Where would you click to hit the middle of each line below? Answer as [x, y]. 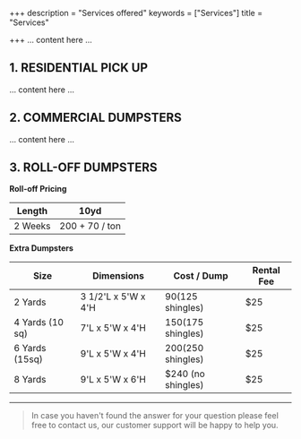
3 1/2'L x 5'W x [113, 297]
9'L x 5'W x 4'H [113, 354]
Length [32, 211]
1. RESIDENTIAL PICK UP [79, 68]
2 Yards [30, 302]
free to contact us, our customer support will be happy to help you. [155, 426]
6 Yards [30, 349]
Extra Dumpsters [42, 248]
